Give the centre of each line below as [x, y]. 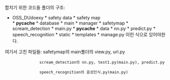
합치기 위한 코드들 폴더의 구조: [35, 7]
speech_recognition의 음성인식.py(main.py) [84, 72]
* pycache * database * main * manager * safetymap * [70, 23]
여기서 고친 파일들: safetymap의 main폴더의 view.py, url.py [65, 52]
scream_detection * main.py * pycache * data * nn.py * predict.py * [84, 29]
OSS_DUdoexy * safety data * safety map [56, 18]
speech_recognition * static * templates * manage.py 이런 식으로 [80, 34]
